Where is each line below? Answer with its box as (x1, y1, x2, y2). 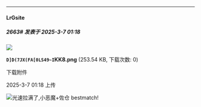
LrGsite (6, 14, 25, 21)
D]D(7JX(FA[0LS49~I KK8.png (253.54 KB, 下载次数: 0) (6, 56, 139, 63)
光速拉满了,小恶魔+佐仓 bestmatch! (12, 94, 99, 101)
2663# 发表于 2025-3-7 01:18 (6, 28, 81, 36)
